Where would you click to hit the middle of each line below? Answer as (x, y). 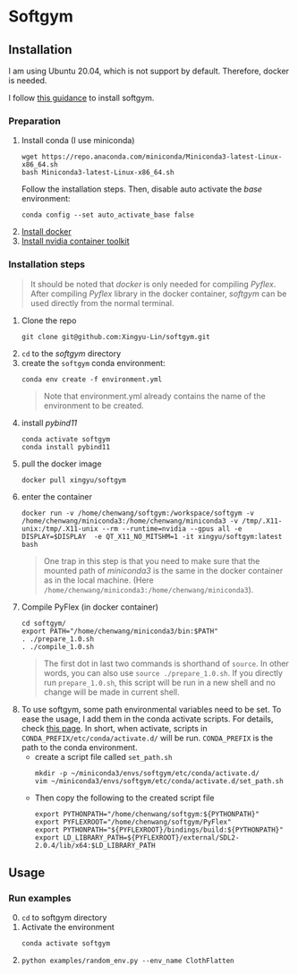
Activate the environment (68, 927)
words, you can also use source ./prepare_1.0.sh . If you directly (163, 672)
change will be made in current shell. (111, 692)
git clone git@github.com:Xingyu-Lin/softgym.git (116, 337)
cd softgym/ (43, 623)
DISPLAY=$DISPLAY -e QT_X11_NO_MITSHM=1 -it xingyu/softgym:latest (152, 536)
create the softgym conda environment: (94, 363)
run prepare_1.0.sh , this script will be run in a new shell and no (160, 682)
